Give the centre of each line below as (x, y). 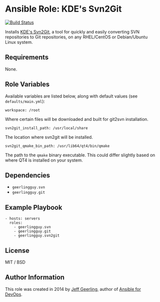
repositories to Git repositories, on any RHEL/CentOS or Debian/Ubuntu (76, 37)
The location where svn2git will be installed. (49, 137)
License (17, 250)
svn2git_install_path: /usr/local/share (47, 128)
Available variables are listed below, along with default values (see (71, 96)
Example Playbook (34, 207)
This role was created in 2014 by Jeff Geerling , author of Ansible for (73, 289)
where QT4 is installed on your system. (44, 160)
